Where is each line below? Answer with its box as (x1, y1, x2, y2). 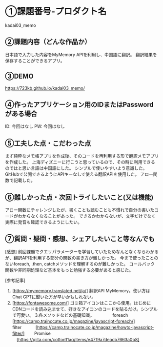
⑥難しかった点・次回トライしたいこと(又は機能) (5, 193, 154, 202)
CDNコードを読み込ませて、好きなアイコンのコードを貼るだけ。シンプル (12, 306, 158, 312)
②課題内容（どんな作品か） (5, 38, 91, 46)
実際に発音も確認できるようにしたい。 (5, 219, 82, 225)
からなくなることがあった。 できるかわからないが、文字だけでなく (21, 213, 156, 219)
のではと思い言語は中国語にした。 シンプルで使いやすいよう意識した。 (5, 165, 147, 171)
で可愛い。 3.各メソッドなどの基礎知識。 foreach (12, 312, 128, 318)
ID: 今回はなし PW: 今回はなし (5, 123, 65, 129)
